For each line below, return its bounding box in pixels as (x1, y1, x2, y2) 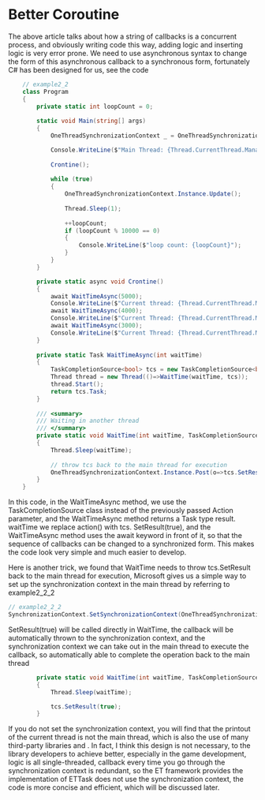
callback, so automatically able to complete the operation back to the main (8, 649, 250, 660)
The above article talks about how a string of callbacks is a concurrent (8, 32, 237, 41)
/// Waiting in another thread (36, 417, 140, 425)
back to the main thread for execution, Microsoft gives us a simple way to (8, 571, 247, 581)
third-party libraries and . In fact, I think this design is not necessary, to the (8, 741, 251, 750)
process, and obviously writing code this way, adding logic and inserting (8, 39, 243, 49)
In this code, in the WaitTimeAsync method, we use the (8, 497, 187, 507)
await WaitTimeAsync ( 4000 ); (50, 307, 144, 315)
